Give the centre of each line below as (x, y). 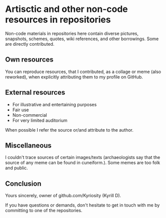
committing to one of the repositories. (44, 211)
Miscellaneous (28, 145)
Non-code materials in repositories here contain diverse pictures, (72, 33)
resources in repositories (58, 20)
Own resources (29, 60)
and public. (17, 168)
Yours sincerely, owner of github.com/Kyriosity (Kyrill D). (63, 196)
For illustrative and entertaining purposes (54, 104)
